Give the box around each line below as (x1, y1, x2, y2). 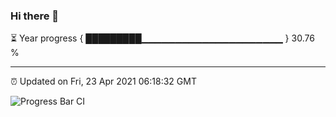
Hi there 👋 (10, 9, 60, 23)
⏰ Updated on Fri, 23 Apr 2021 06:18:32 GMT (10, 75, 197, 88)
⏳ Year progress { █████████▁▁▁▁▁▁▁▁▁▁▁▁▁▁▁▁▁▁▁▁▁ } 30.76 (10, 32, 315, 44)
